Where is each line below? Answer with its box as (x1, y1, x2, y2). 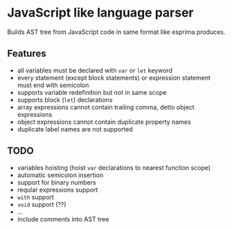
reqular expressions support (17, 185, 98, 194)
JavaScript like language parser (7, 5, 194, 21)
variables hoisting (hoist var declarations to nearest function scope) (17, 163, 211, 172)
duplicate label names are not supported (17, 125, 133, 133)
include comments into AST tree (17, 214, 109, 223)
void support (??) (17, 200, 67, 208)
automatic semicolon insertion (17, 171, 104, 179)
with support (17, 192, 54, 201)
